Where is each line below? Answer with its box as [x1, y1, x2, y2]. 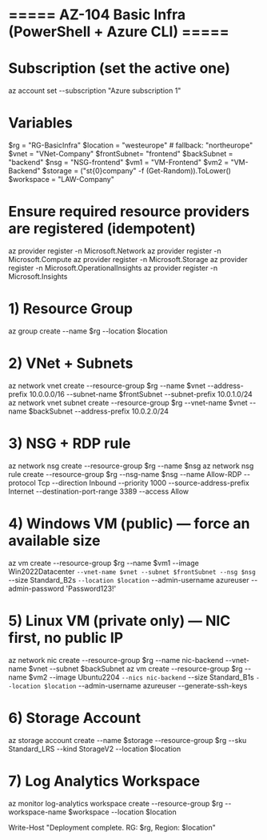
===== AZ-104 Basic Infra [8, 6, 186, 24]
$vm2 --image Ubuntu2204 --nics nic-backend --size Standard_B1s [28, 672, 254, 682]
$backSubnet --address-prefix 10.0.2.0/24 [28, 406, 169, 416]
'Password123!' [66, 584, 117, 593]
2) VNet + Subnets [8, 354, 133, 373]
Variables [8, 114, 74, 132]
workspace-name [8, 807, 66, 817]
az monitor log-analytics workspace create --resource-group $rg [8, 798, 224, 808]
